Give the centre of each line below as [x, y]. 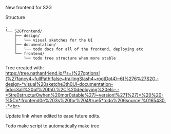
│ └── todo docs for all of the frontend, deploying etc [79, 49]
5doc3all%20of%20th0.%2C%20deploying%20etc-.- [62, 90]
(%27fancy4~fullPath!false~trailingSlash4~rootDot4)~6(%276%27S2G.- [82, 79]
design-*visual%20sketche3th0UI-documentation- [59, 84]
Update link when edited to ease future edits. [53, 116]
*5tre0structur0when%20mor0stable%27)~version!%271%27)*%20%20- [84, 95]
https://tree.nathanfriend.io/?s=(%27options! [53, 73]
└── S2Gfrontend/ [24, 31]
